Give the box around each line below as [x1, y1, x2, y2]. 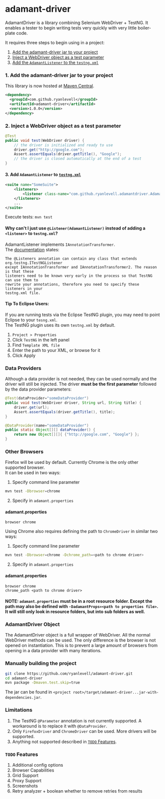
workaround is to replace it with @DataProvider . [12, 723, 108, 729]
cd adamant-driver [5, 676, 43, 681]
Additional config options [12, 762, 63, 768]
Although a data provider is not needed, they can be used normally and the [5, 376, 157, 382]
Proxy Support [12, 777, 42, 783]
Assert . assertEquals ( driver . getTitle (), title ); [14, 409, 115, 414]
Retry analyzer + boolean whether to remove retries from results [12, 788, 142, 794]
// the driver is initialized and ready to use [14, 142, 113, 148]
